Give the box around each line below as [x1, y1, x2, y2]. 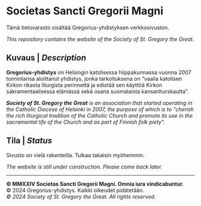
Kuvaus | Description [6, 53, 87, 63]
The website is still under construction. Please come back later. [6, 163, 163, 170]
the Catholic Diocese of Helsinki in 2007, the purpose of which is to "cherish [6, 106, 194, 113]
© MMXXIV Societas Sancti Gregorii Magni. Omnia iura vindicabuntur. [6, 180, 184, 187]
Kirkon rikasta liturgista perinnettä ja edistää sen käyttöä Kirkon [6, 81, 163, 88]
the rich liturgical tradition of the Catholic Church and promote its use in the [6, 112, 193, 119]
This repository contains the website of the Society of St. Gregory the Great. [6, 35, 194, 42]
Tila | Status [6, 136, 53, 146]
